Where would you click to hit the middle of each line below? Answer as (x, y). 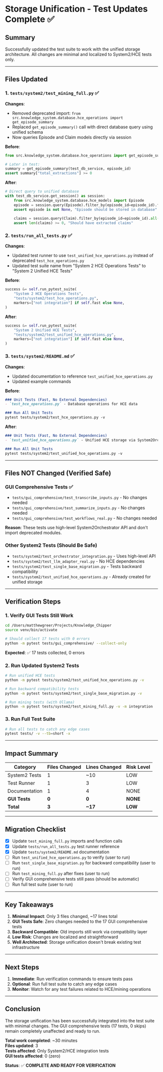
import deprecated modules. (33, 533)
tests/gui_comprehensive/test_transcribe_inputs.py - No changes (80, 498)
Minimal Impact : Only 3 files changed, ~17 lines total (65, 916)
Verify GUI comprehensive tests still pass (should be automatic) (76, 879)
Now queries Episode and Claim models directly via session (72, 137)
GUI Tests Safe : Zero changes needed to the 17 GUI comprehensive (80, 921)
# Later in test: (23, 164)
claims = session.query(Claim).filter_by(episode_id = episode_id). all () (88, 219)
